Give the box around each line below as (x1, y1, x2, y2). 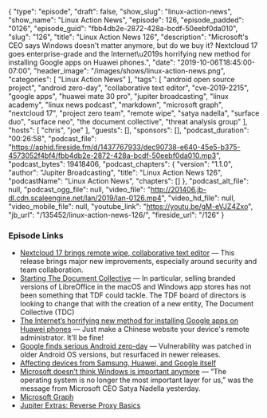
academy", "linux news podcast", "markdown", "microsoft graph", (8, 100, 223, 109)
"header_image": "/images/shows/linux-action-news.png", (33, 66, 226, 75)
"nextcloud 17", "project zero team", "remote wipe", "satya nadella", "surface (8, 108, 260, 118)
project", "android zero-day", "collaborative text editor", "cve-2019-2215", (8, 83, 249, 93)
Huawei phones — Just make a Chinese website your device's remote (19, 325, 249, 334)
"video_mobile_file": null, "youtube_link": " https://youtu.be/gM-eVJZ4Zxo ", (8, 202, 253, 211)
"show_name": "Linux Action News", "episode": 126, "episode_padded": (8, 15, 245, 25)
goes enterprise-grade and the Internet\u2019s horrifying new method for (8, 49, 251, 58)
